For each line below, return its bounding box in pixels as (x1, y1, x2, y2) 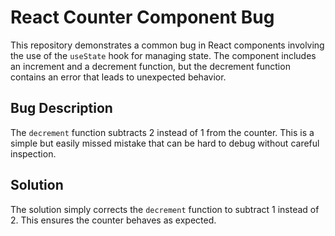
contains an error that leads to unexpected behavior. (10, 71, 227, 83)
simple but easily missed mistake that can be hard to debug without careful (10, 137, 320, 149)
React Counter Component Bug (10, 6, 275, 29)
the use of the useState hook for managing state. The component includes (10, 49, 317, 61)
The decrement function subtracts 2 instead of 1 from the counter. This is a (10, 126, 315, 138)
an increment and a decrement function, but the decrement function (10, 60, 291, 72)
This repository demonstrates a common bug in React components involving (10, 39, 325, 51)
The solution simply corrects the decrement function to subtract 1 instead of (10, 203, 320, 215)
